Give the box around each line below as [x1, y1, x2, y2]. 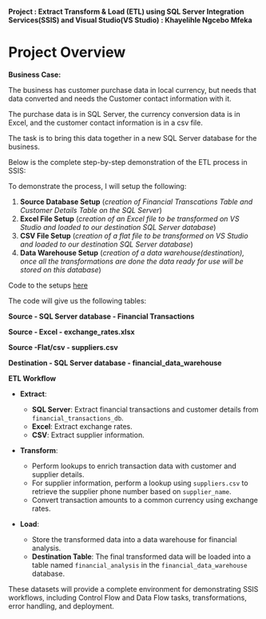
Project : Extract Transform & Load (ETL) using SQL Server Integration [8, 7, 244, 16]
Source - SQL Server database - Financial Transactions [8, 312, 195, 321]
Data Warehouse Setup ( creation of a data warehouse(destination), [19, 247, 245, 257]
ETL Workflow [8, 373, 57, 383]
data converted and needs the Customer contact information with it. [8, 94, 232, 103]
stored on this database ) [19, 264, 101, 275]
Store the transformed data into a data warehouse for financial [31, 534, 237, 544]
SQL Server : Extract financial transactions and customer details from [31, 404, 259, 414]
